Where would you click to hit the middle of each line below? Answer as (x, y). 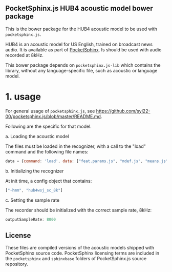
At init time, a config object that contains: (49, 181)
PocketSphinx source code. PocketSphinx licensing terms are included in (82, 253)
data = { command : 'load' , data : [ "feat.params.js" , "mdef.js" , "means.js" (87, 161)
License (18, 235)
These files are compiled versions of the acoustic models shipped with (80, 248)
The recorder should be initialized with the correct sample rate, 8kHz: (79, 210)
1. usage (23, 96)
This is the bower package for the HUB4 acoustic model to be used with (81, 29)
